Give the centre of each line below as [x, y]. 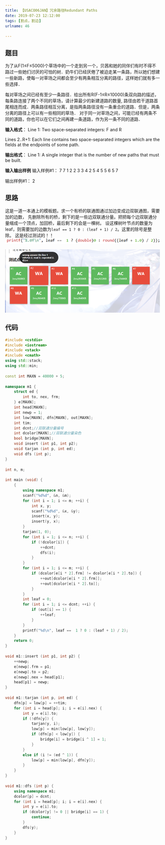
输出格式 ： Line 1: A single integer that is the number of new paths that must [82, 154]
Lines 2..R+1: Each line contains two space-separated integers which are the [82, 139]
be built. [14, 160]
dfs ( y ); [30, 827]
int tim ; [23, 423]
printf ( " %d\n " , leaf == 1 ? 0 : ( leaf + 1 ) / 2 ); [76, 630]
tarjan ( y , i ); [46, 724]
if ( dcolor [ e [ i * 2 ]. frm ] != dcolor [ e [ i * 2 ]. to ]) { [86, 573]
